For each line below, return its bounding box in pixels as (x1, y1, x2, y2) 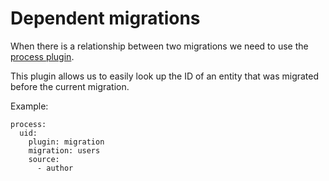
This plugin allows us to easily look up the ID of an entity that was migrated (10, 70, 320, 82)
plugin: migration (28, 137, 105, 147)
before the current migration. (10, 80, 130, 92)
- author (36, 163, 74, 173)
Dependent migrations (10, 7, 201, 30)
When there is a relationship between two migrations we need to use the (10, 40, 309, 52)
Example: (10, 100, 49, 112)
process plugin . (10, 50, 75, 62)
